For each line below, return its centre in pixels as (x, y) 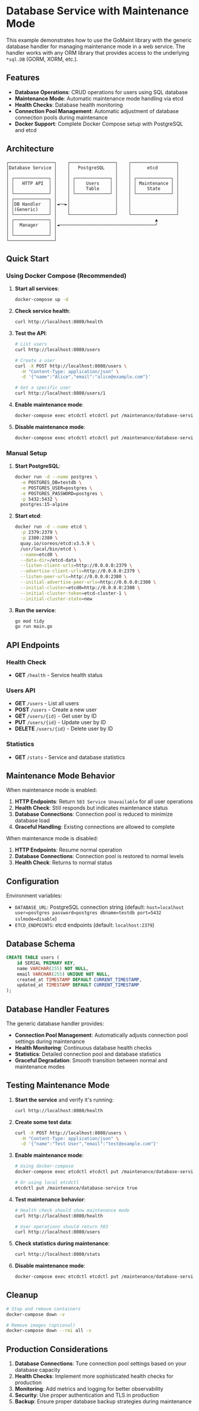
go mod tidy (29, 621)
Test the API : (31, 333)
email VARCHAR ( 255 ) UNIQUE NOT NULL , (64, 974)
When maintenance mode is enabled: (52, 790)
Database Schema (41, 944)
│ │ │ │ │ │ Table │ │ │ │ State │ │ (93, 189)
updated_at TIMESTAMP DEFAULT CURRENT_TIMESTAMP (78, 985)
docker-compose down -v (36, 1314)
